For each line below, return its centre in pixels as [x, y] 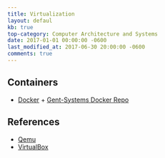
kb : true [20, 27]
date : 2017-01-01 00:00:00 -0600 [57, 41]
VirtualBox [33, 147]
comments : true [30, 54]
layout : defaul [30, 21]
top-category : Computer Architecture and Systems [83, 34]
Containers [33, 83]
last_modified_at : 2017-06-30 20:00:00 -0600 [76, 47]
